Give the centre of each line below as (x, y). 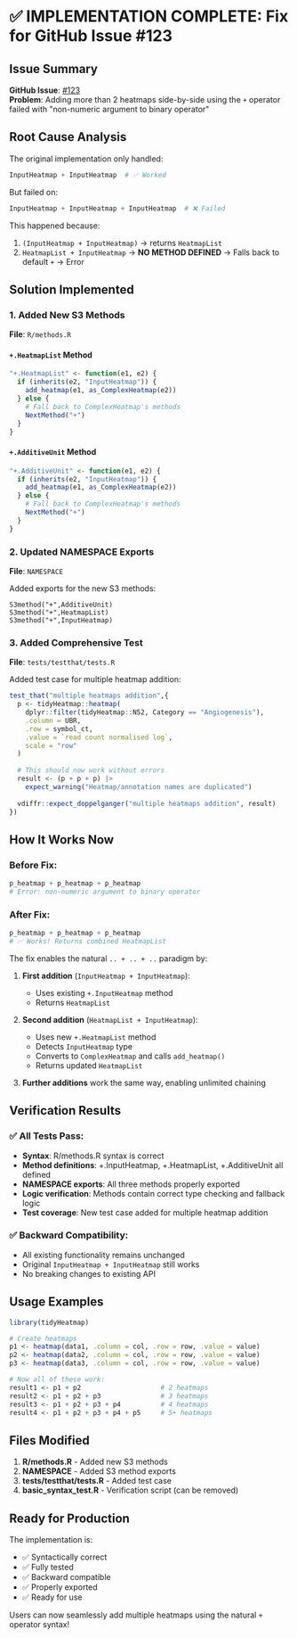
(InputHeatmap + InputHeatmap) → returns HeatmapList (122, 243)
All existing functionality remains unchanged (103, 1255)
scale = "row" (51, 745)
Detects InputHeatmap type (84, 1046)
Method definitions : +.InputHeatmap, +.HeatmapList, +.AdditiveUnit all (153, 1165)
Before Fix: (33, 865)
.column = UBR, (53, 720)
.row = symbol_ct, (59, 728)
